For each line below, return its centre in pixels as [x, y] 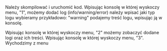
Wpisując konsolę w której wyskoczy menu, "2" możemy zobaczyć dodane [82, 32]
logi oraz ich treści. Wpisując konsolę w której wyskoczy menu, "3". [75, 38]
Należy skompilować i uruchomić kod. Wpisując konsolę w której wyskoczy [82, 7]
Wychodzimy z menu [27, 43]
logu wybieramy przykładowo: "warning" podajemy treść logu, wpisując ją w [84, 18]
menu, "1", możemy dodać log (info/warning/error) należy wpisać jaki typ [80, 12]
